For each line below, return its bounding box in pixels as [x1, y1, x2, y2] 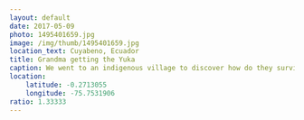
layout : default [9, 13, 71, 23]
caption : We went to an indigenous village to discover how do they [9, 64, 273, 73]
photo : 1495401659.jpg [9, 30, 95, 39]
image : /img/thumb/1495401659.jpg [9, 38, 140, 48]
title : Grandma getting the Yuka [9, 55, 136, 64]
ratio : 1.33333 [9, 97, 67, 106]
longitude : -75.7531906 [25, 88, 116, 97]
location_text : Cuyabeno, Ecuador [9, 47, 140, 56]
